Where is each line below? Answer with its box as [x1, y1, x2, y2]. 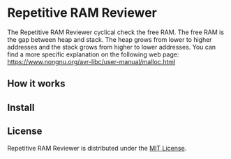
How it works [7, 78, 66, 90]
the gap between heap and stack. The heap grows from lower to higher [7, 35, 212, 43]
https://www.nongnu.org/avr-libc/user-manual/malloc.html [7, 57, 176, 66]
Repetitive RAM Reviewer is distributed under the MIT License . [7, 144, 187, 152]
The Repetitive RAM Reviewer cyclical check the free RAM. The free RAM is [7, 28, 225, 36]
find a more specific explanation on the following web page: [7, 50, 179, 59]
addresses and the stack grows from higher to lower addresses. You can [7, 43, 216, 51]
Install [7, 101, 35, 113]
